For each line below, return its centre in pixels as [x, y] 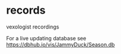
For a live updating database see [46, 38]
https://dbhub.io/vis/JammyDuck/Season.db [61, 45]
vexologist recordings [33, 27]
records [26, 10]
